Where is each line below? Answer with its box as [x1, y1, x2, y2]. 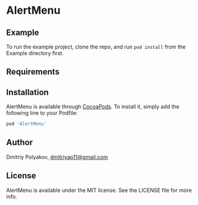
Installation [6, 87, 49, 97]
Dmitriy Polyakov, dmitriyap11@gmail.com [6, 153, 109, 160]
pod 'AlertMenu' [6, 121, 47, 127]
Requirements [6, 67, 60, 77]
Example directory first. [6, 50, 64, 57]
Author [6, 137, 33, 148]
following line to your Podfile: [6, 109, 78, 117]
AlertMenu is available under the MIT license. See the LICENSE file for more [6, 186, 192, 194]
